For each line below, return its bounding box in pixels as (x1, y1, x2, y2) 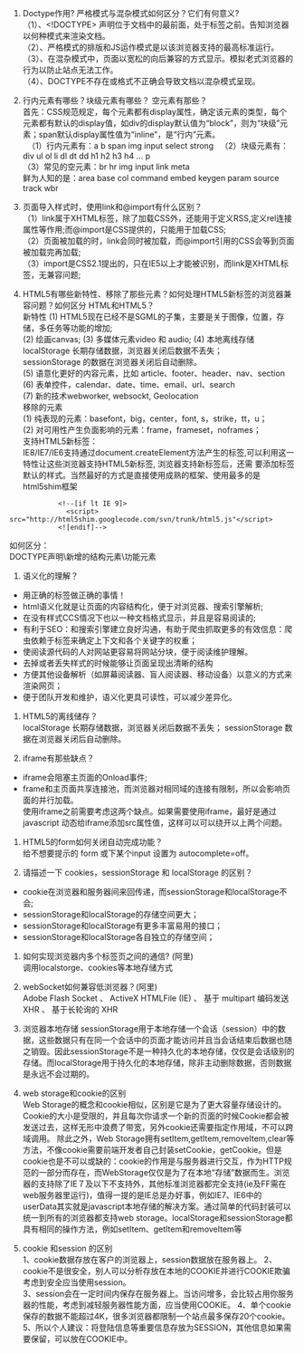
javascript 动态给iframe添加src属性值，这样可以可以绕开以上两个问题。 (22, 818, 288, 828)
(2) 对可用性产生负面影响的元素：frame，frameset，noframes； (22, 425, 261, 435)
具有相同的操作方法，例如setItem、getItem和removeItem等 (22, 1223, 242, 1234)
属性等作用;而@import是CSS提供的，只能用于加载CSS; (22, 225, 226, 235)
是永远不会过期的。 (22, 1069, 95, 1080)
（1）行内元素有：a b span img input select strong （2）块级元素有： (26, 140, 290, 151)
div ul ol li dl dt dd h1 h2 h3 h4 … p (22, 150, 151, 161)
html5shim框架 (22, 481, 78, 492)
